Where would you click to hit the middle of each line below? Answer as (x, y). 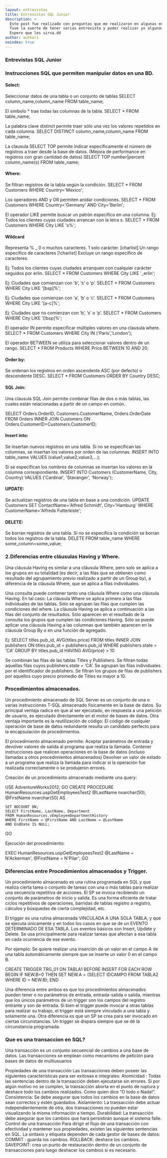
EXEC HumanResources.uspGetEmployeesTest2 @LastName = (70, 853)
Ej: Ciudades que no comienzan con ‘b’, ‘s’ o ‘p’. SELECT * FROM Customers (83, 313)
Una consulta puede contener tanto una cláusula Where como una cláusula (82, 593)
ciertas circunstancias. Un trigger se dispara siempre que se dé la (73, 1021)
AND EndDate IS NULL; (28, 824)
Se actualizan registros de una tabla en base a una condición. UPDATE (77, 500)
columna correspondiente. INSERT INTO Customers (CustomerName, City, (82, 472)
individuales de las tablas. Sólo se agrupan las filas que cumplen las (75, 604)
